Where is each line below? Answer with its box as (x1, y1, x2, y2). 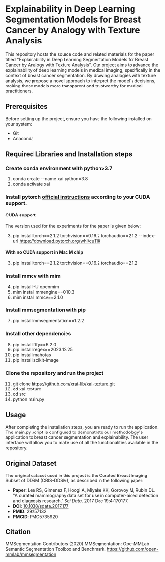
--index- (138, 232, 156, 238)
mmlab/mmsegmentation (5, 551, 56, 557)
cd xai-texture (12, 386, 41, 391)
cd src (12, 391, 26, 397)
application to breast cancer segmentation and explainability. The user (5, 434, 149, 440)
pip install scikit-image (12, 357, 59, 363)
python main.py (12, 396, 45, 402)
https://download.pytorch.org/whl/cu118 (19, 238, 100, 244)
